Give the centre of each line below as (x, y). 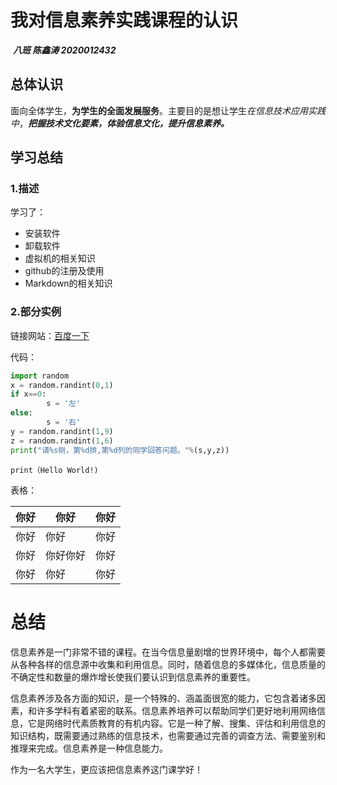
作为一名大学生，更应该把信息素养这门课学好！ (106, 769)
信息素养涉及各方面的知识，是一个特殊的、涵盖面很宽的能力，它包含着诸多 (163, 698)
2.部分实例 (36, 312)
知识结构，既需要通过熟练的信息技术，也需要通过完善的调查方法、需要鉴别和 (168, 735)
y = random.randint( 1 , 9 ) (62, 431)
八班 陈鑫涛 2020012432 (64, 50)
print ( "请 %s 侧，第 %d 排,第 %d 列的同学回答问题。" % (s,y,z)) (120, 450)
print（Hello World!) (54, 470)
